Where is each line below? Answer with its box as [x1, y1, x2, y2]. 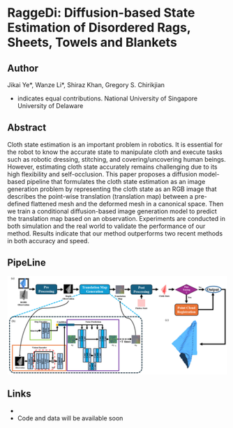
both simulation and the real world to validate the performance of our [7, 222, 206, 230]
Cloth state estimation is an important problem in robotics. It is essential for [7, 140, 223, 148]
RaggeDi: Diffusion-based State [7, 5, 195, 21]
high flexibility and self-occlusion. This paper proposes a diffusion [7, 169, 197, 178]
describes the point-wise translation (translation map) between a [7, 192, 193, 200]
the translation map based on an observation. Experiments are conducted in [7, 214, 225, 222]
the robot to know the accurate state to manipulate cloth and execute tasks [7, 148, 223, 156]
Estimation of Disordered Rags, [7, 20, 191, 36]
